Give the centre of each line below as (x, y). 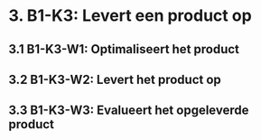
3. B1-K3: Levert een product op (130, 16)
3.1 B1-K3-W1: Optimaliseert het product (124, 49)
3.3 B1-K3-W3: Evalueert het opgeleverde (129, 111)
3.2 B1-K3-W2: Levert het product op (115, 79)
